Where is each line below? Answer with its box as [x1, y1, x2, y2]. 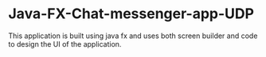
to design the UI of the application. [8, 39, 122, 48]
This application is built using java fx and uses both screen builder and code [8, 31, 258, 40]
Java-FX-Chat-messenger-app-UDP [8, 5, 255, 23]
